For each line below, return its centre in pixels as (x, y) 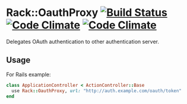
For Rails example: (28, 74)
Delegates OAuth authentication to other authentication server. (83, 41)
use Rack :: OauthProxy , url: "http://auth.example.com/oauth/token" (97, 91)
